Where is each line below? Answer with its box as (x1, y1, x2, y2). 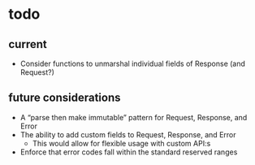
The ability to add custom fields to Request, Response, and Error (19, 129, 236, 139)
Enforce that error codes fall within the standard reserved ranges (19, 147, 238, 157)
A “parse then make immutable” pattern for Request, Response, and (19, 112, 248, 122)
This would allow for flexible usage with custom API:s (32, 138, 211, 148)
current (8, 37, 47, 51)
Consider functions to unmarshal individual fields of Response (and (19, 59, 246, 68)
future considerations (8, 91, 121, 105)
